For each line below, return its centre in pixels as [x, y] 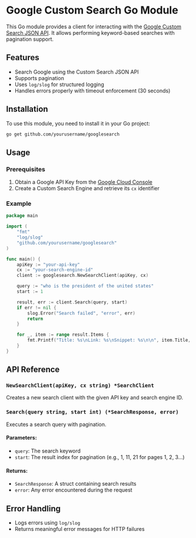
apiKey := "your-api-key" [49, 265]
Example [19, 204]
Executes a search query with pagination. [57, 424]
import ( [17, 227]
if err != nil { [37, 308]
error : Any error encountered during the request [73, 490]
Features [23, 57]
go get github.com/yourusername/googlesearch [63, 134]
